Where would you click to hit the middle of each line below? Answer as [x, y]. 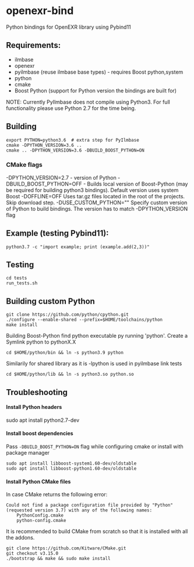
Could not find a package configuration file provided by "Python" [90, 505]
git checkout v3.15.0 [32, 554]
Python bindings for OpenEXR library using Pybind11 [68, 27]
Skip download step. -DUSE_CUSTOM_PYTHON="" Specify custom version [97, 202]
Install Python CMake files [38, 482]
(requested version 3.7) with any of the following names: [79, 510]
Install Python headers [34, 407]
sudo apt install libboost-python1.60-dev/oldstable [71, 469]
